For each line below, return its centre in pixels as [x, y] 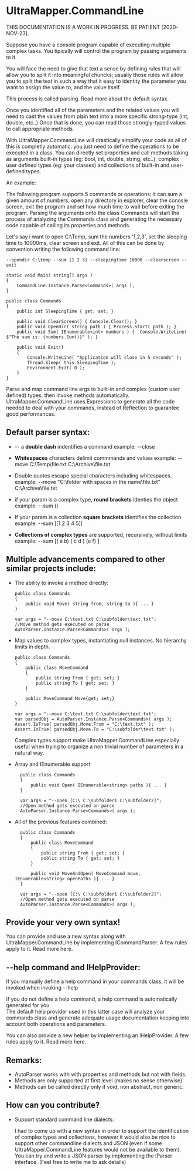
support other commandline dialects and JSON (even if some [88, 1143]
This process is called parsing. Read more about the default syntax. [88, 99]
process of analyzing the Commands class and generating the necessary [94, 219]
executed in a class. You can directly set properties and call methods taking [97, 152]
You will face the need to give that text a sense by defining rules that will [93, 68]
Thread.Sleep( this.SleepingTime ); [72, 362]
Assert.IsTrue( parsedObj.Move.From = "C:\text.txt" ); [84, 724]
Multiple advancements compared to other [86, 559]
